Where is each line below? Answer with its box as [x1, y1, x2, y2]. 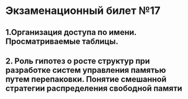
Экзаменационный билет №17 [5, 4, 160, 17]
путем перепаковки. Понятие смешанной [5, 74, 167, 84]
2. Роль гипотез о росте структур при [5, 56, 151, 66]
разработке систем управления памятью [5, 65, 166, 75]
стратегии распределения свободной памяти [5, 83, 183, 93]
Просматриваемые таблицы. [5, 36, 118, 46]
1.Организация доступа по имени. [5, 27, 137, 37]
